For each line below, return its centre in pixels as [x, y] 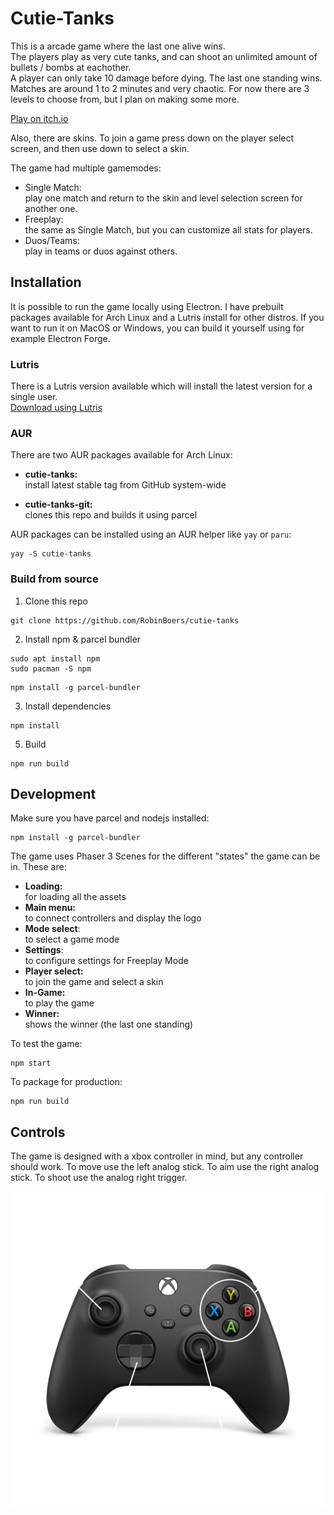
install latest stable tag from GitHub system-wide [125, 485]
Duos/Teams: [52, 240]
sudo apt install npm [55, 658]
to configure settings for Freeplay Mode [106, 961]
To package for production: [66, 1082]
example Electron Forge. [60, 338]
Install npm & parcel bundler [83, 639]
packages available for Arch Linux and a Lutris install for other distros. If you [167, 317]
